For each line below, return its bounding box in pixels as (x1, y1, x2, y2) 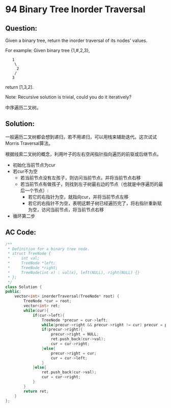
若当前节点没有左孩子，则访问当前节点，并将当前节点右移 (20, 175, 141, 181)
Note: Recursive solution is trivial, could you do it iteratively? (5, 94, 132, 100)
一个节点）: (24, 187, 49, 194)
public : (5, 289, 22, 294)
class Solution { (5, 284, 42, 290)
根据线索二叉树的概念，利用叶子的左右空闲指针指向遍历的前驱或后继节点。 (5, 151, 161, 157)
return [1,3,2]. (5, 84, 34, 90)
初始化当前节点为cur (12, 162, 56, 168)
